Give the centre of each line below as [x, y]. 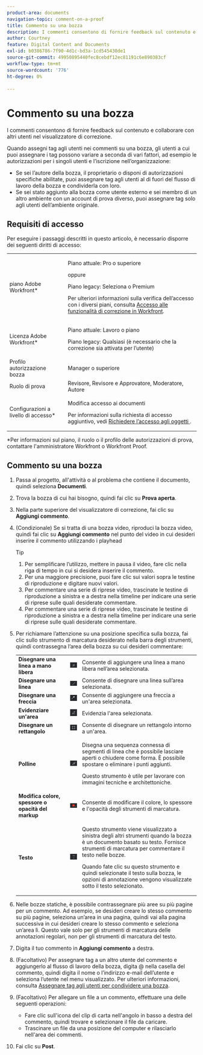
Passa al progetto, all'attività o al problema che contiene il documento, [103, 480]
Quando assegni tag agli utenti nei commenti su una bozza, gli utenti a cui [98, 149]
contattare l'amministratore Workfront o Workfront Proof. [77, 447]
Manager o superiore [94, 368]
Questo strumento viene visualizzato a [129, 829]
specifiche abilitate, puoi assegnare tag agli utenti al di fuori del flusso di [105, 179]
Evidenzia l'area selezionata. [117, 714]
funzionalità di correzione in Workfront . [116, 311]
